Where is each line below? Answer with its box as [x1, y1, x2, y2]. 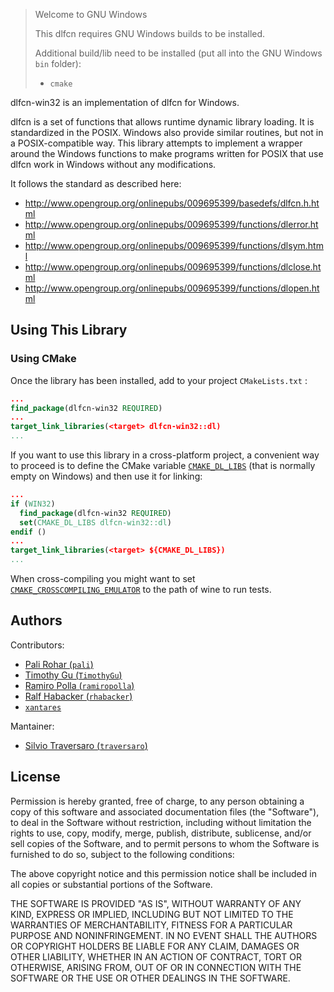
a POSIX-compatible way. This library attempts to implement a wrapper [10, 137, 303, 149]
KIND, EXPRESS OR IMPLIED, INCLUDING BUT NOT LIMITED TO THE [10, 908, 294, 920]
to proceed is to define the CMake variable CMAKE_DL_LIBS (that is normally [10, 460, 316, 472]
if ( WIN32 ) [10, 499, 56, 509]
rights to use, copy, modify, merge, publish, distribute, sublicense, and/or [10, 827, 312, 839]
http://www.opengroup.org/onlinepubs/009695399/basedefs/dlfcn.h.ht [24, 197, 320, 209]
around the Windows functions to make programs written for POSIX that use [10, 148, 324, 159]
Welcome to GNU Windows [34, 9, 148, 20]
